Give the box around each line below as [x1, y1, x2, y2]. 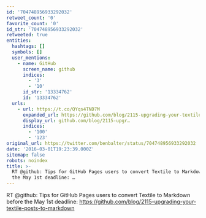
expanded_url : [22, 112, 59, 118]
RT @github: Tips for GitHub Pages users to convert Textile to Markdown [6, 192, 191, 198]
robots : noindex [6, 157, 48, 163]
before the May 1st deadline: [6, 198, 78, 205]
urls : [12, 100, 26, 106]
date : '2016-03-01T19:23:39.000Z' [6, 146, 95, 152]
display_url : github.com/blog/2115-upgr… [22, 117, 131, 123]
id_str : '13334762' [22, 89, 72, 95]
